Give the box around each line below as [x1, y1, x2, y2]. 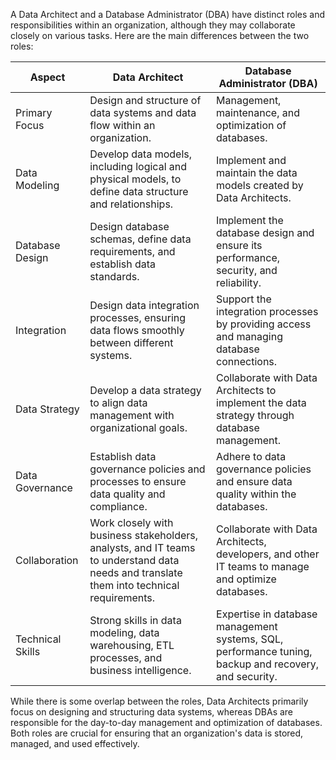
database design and [216, 226, 315, 239]
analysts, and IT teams [89, 541, 196, 554]
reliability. [216, 276, 262, 289]
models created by [216, 179, 304, 192]
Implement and [216, 154, 287, 167]
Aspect [29, 70, 66, 84]
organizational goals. [89, 421, 188, 434]
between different [89, 336, 174, 349]
